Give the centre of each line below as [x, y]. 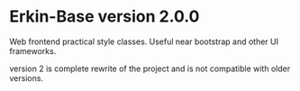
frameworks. [33, 50]
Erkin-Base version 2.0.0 [105, 17]
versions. [26, 77]
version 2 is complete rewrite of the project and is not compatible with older [150, 68]
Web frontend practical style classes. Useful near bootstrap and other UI [144, 41]
